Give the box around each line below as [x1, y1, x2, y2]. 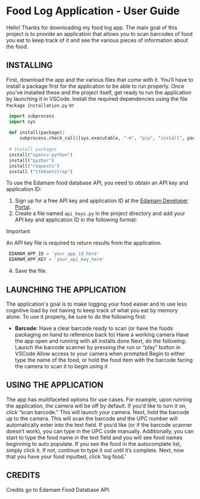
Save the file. [14, 267, 48, 275]
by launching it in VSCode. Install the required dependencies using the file [6, 95, 188, 102]
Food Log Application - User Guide [6, 4, 180, 18]
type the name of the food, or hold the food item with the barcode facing [14, 356, 193, 364]
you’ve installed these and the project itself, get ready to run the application [6, 88, 192, 96]
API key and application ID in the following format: [14, 216, 137, 223]
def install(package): [8, 130, 65, 135]
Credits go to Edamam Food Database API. [6, 486, 111, 493]
